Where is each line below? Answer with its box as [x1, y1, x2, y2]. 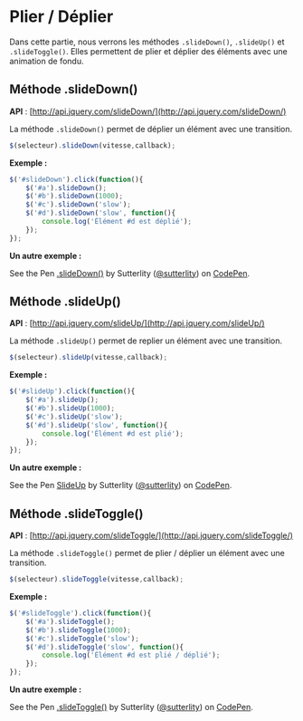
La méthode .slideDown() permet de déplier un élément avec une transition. [9, 123, 293, 134]
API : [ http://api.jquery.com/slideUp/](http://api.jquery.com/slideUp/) [9, 318, 265, 329]
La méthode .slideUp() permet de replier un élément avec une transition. [9, 335, 283, 346]
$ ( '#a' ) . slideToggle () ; [25, 617, 116, 626]
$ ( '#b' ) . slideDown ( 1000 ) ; [25, 192, 124, 201]
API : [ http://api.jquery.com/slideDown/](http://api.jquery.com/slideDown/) [9, 106, 287, 117]
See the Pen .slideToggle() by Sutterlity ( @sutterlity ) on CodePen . [9, 702, 253, 712]
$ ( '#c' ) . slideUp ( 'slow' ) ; [25, 412, 124, 421]
